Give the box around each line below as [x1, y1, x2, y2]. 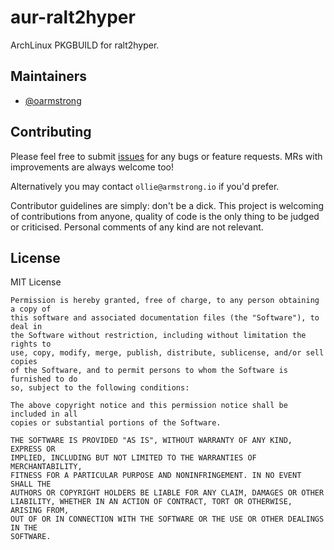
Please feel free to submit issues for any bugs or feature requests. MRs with [10, 150, 323, 162]
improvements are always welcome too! [10, 161, 174, 173]
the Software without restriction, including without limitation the [10, 331, 307, 341]
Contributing [10, 124, 92, 141]
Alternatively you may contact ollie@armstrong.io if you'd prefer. [10, 180, 280, 192]
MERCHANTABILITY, [10, 462, 83, 472]
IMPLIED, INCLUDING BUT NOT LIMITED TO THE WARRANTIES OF [10, 453, 257, 463]
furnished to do [10, 374, 78, 385]
